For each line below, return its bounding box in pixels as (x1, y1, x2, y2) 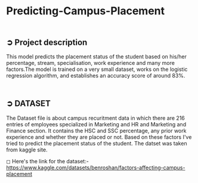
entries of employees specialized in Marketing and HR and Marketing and (6, 120, 187, 128)
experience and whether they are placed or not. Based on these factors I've (6, 133, 192, 141)
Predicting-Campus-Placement (6, 4, 165, 18)
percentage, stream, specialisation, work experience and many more (6, 60, 175, 66)
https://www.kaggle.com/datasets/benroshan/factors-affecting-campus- (6, 164, 185, 171)
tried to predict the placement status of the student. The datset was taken (6, 139, 187, 147)
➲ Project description (6, 37, 88, 47)
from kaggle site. (6, 146, 48, 153)
